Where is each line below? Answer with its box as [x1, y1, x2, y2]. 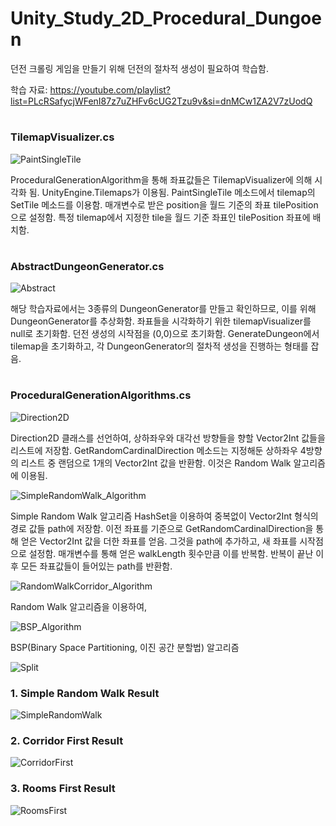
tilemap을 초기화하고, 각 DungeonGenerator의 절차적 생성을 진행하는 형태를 [10, 340, 309, 352]
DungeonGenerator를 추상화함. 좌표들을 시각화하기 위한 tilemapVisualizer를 [10, 315, 312, 327]
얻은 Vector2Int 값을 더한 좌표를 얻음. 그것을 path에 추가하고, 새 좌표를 [20, 535, 298, 547]
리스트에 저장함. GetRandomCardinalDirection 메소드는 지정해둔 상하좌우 [10, 444, 298, 456]
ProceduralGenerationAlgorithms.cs [10, 388, 192, 402]
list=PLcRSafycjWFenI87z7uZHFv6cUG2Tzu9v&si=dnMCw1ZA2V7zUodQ [10, 95, 313, 107]
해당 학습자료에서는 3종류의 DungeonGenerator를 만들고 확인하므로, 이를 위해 [10, 303, 317, 315]
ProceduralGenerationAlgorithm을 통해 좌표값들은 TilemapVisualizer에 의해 [10, 173, 313, 186]
